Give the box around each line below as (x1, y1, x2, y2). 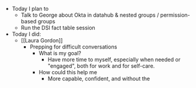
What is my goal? (38, 50, 82, 56)
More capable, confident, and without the (47, 75, 150, 82)
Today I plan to (11, 5, 49, 12)
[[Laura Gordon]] (20, 37, 63, 44)
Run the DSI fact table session (20, 24, 96, 31)
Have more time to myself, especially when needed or (47, 56, 181, 63)
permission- (160, 11, 191, 19)
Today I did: (11, 31, 41, 38)
